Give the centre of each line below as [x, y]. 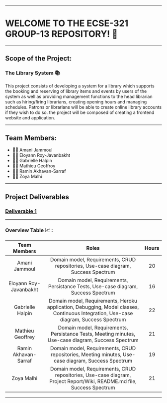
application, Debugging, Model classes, [93, 307]
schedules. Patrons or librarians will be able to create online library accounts [83, 107]
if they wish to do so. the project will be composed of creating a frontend [80, 112]
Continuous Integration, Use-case [93, 314]
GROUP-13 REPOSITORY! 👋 [62, 34]
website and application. [30, 117]
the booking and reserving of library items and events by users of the [76, 91]
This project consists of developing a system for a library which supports [80, 86]
